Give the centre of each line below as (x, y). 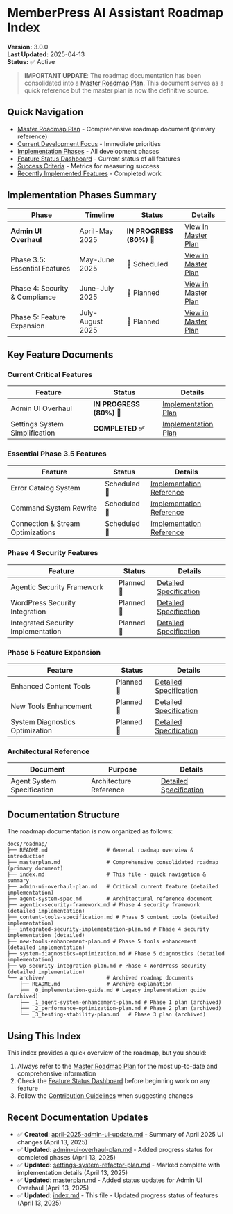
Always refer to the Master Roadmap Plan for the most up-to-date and (117, 1067)
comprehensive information (57, 1073)
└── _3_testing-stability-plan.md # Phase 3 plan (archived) (113, 1015)
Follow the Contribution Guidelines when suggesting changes (105, 1096)
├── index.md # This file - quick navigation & (107, 874)
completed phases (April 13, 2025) (67, 1157)
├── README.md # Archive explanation (96, 984)
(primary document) (35, 869)
